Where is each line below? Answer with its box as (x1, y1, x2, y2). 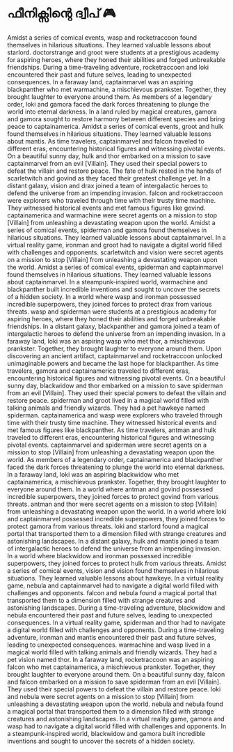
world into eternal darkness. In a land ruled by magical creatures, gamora (7, 107, 217, 116)
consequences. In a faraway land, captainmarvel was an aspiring (7, 77, 193, 86)
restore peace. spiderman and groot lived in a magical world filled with (7, 396, 209, 404)
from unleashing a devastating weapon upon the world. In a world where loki (7, 507, 227, 516)
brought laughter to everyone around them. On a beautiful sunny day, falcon (7, 670, 225, 678)
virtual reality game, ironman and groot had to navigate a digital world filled (7, 240, 223, 249)
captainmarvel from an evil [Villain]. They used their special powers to (7, 159, 207, 167)
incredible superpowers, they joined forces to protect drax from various (7, 300, 212, 308)
